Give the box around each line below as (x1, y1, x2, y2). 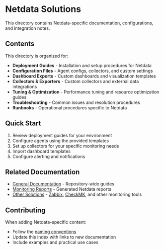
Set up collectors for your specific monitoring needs (12, 143, 119, 149)
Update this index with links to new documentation (12, 234, 116, 240)
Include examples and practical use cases (12, 240, 98, 246)
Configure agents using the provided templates (12, 138, 109, 144)
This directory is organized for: (5, 53, 69, 59)
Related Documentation (5, 167, 80, 176)
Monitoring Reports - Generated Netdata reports (12, 186, 112, 192)
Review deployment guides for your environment (12, 132, 112, 138)
